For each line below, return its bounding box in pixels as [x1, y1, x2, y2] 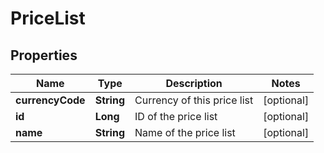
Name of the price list [134, 126, 236, 139]
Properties [10, 47, 78, 64]
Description [165, 77, 223, 90]
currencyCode [15, 93, 86, 107]
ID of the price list [134, 110, 218, 123]
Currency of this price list [134, 93, 254, 107]
